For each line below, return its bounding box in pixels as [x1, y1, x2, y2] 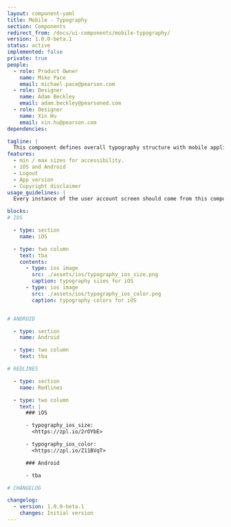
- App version [13, 176, 54, 183]
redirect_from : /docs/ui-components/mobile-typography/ [7, 29, 170, 37]
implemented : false [7, 49, 63, 56]
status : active [7, 42, 51, 49]
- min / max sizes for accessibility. [13, 157, 125, 164]
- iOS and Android [13, 163, 67, 170]
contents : [19, 258, 48, 265]
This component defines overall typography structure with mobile [13, 144, 208, 152]
